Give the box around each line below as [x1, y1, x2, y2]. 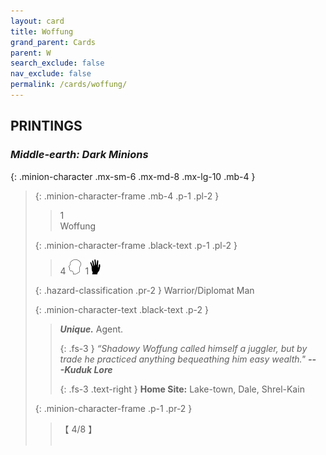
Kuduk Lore [64, 363, 113, 375]
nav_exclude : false [10, 69, 92, 79]
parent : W [10, 48, 52, 58]
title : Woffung [10, 26, 74, 37]
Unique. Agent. [59, 323, 124, 335]
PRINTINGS [10, 118, 83, 135]
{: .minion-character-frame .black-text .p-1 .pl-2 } [34, 239, 238, 251]
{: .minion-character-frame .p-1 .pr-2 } [34, 402, 193, 414]
